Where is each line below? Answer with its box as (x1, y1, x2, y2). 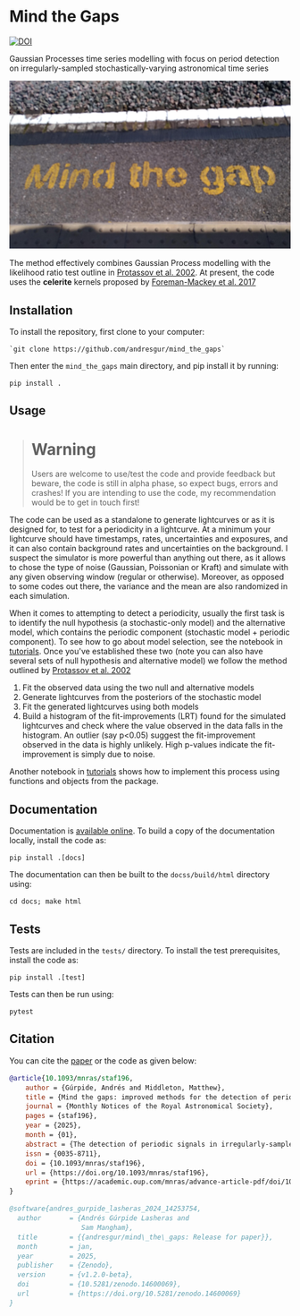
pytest (9, 1007, 34, 1016)
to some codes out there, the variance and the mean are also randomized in (9, 581, 288, 592)
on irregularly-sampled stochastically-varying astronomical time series (9, 63, 270, 73)
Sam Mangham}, (80, 1223, 134, 1232)
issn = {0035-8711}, (25, 1149, 102, 1158)
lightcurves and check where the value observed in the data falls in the (21, 721, 284, 731)
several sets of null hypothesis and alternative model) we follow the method (9, 655, 287, 666)
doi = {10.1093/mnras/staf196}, (25, 1158, 146, 1167)
